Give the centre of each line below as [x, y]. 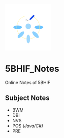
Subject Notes [27, 98]
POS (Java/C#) [28, 126]
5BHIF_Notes [32, 69]
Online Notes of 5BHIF [28, 82]
